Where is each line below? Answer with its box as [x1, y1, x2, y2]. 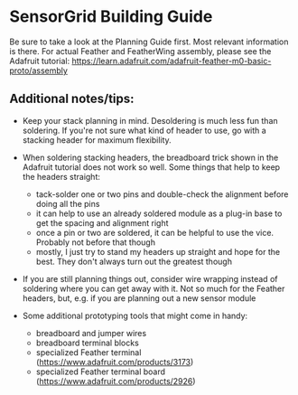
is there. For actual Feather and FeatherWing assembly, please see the [9, 45, 272, 56]
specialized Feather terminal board [35, 366, 165, 377]
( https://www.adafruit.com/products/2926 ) [35, 375, 196, 386]
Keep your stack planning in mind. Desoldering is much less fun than [22, 115, 278, 126]
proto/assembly [9, 65, 68, 76]
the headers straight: [22, 171, 101, 182]
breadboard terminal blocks [35, 337, 140, 348]
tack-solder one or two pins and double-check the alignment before [35, 188, 289, 200]
